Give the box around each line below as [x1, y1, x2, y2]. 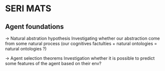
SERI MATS [5, 3, 52, 14]
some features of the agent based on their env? [5, 61, 102, 66]
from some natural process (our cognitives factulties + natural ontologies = [5, 41, 158, 47]
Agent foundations [5, 23, 64, 31]
